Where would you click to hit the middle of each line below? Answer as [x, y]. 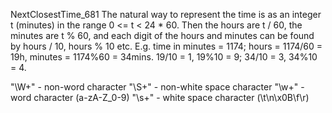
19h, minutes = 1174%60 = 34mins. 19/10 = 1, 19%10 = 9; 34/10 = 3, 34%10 [164, 57]
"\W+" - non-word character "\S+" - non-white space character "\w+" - [157, 87]
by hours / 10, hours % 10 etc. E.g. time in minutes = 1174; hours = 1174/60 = [166, 46]
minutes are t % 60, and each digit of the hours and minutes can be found [162, 35]
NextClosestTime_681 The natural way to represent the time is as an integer [166, 14]
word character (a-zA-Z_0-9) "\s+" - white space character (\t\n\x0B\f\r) [160, 97]
